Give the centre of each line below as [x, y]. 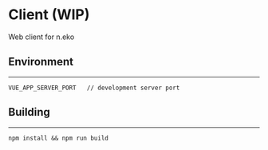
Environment [41, 62]
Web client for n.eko [41, 37]
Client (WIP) [49, 15]
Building [29, 112]
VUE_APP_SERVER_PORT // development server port [94, 88]
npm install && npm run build [59, 138]
